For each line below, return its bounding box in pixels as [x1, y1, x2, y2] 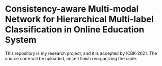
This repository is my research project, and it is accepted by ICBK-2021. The [5, 50, 157, 56]
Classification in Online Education [5, 24, 145, 35]
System [5, 34, 37, 46]
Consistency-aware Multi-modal [5, 3, 139, 15]
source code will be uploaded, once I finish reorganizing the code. [5, 55, 137, 61]
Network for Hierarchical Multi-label [5, 14, 154, 25]
